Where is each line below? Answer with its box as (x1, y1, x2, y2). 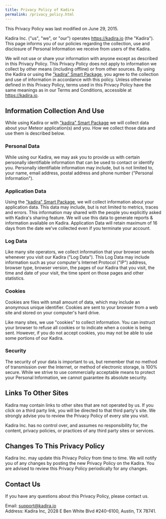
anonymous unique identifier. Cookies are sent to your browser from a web (5, 304, 158, 310)
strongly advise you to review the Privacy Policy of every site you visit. (5, 413, 149, 419)
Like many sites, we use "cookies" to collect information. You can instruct (5, 319, 155, 325)
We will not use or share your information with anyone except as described (5, 55, 158, 61)
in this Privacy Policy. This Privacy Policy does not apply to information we (5, 61, 157, 67)
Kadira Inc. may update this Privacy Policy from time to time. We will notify (5, 455, 157, 461)
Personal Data (5, 143, 40, 149)
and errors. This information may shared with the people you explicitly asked (5, 209, 162, 215)
